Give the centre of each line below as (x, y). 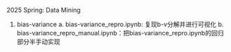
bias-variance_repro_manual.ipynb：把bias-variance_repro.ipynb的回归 (120, 33)
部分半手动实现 (38, 42)
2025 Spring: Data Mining (44, 10)
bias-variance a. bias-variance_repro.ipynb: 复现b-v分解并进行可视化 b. (120, 24)
